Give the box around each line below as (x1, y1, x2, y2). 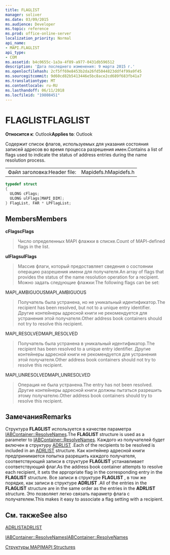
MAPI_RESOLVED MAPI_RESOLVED (5, 330, 78, 336)
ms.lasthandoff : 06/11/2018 (5, 87, 65, 93)
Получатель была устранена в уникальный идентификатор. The (17, 340, 155, 346)
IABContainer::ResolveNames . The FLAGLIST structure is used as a (5, 431, 145, 438)
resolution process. (5, 157, 46, 163)
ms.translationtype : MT (5, 78, 56, 83)
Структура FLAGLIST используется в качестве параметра (5, 426, 131, 432)
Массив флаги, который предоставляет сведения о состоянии (17, 263, 153, 269)
